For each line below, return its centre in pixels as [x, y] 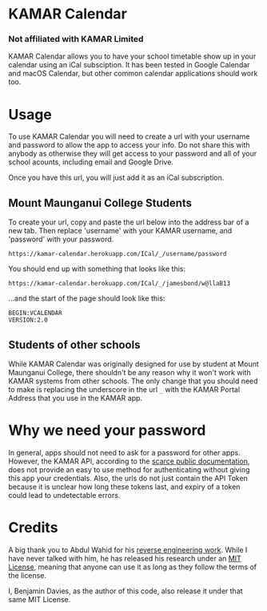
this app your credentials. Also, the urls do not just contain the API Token [128, 478]
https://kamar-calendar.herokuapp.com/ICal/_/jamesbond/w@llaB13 [119, 284]
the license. [27, 575]
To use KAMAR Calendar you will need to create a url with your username [129, 136]
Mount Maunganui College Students [100, 202]
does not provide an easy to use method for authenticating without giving [129, 469]
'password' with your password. [61, 239]
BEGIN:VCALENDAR [35, 314]
